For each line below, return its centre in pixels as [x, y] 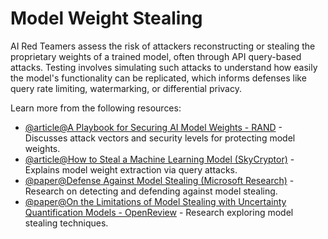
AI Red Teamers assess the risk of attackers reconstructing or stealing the [163, 46]
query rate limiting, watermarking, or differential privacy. [126, 88]
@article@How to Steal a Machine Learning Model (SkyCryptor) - [159, 159]
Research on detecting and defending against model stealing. [151, 191]
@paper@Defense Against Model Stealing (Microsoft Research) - [159, 180]
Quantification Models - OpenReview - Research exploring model [159, 212]
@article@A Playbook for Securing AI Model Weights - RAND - [153, 127]
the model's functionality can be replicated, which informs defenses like [158, 78]
